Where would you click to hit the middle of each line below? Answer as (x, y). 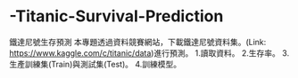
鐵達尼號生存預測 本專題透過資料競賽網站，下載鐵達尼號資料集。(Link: (138, 42)
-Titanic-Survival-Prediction (116, 16)
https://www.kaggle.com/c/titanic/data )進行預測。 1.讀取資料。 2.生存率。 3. (149, 53)
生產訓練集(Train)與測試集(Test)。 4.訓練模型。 (95, 64)
